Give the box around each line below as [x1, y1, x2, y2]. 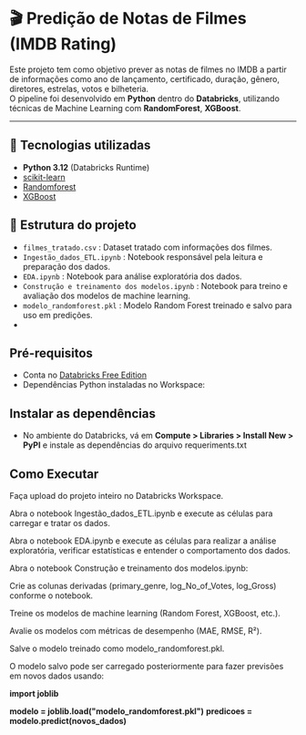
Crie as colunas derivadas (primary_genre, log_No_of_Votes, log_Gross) [9, 581, 277, 591]
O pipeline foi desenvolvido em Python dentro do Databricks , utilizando [9, 93, 280, 104]
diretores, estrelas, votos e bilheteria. [9, 83, 148, 94]
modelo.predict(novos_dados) [9, 716, 127, 726]
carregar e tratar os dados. [9, 518, 111, 528]
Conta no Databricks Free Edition [22, 369, 148, 380]
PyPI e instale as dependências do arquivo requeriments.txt [22, 440, 248, 450]
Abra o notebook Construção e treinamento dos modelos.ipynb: [9, 563, 249, 574]
